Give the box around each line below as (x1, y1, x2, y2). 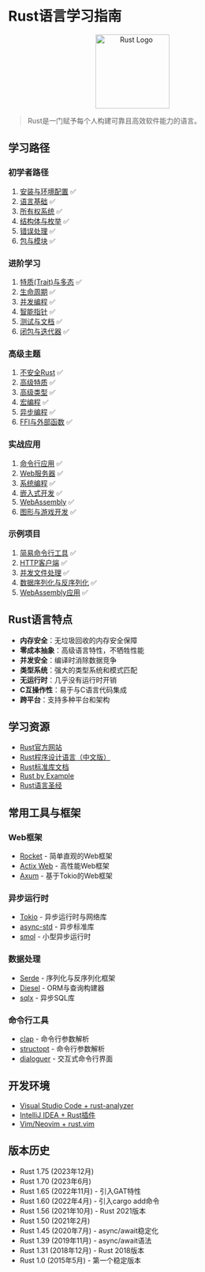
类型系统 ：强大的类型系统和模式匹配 (19, 665, 138, 675)
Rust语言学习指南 (8, 7, 122, 25)
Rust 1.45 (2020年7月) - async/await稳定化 (19, 1225, 159, 1235)
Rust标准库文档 (19, 763, 69, 772)
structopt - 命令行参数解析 (19, 1044, 105, 1054)
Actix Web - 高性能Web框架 (19, 861, 110, 871)
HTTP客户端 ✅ (19, 558, 68, 567)
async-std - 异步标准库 (19, 922, 95, 932)
